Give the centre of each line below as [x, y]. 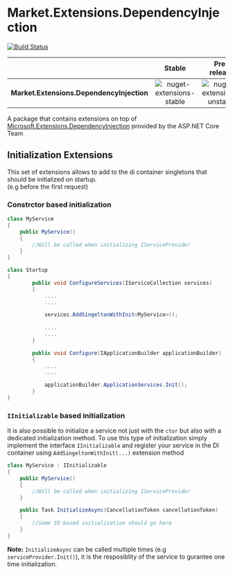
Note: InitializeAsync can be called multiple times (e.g [87, 549]
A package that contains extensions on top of [72, 119]
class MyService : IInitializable [57, 466]
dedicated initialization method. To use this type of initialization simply [107, 438]
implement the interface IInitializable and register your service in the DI [113, 446]
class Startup [28, 270]
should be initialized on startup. [52, 179]
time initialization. [32, 564]
